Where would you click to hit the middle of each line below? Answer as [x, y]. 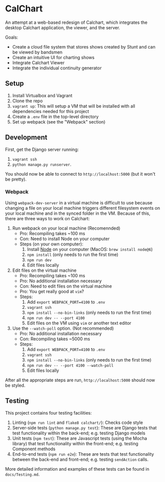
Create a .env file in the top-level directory [55, 117]
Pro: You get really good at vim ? [52, 291]
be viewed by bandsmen [37, 52]
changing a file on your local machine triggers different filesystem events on [83, 208]
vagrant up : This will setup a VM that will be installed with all [74, 106]
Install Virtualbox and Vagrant [42, 95]
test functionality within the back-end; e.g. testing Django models [79, 433]
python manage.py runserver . [42, 164]
